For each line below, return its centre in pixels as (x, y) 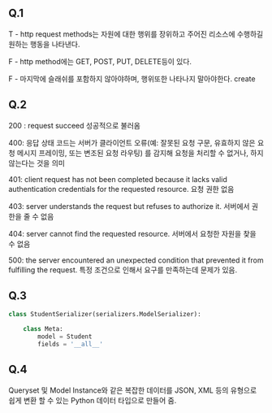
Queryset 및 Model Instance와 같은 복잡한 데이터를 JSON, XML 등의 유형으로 (133, 390)
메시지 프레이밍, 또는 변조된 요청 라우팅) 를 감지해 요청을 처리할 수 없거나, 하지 (140, 153)
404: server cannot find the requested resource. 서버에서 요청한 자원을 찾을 (133, 233)
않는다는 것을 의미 (37, 163)
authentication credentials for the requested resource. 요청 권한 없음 (121, 189)
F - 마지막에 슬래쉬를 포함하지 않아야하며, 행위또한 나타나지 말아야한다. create (132, 78)
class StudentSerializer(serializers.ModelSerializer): (105, 315)
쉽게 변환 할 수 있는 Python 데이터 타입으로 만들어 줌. (93, 400)
